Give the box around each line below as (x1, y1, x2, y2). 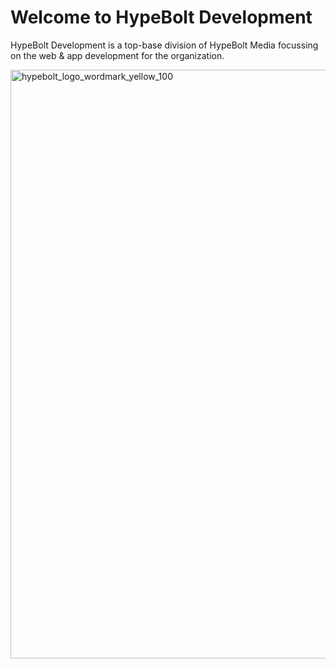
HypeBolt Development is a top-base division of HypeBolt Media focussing (10, 39, 319, 51)
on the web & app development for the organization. (10, 49, 225, 61)
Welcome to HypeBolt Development (10, 6, 313, 29)
